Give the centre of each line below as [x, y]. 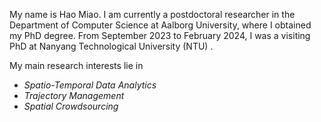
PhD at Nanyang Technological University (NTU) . [111, 46]
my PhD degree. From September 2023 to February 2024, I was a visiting [160, 35]
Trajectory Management [74, 95]
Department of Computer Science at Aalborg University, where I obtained [160, 25]
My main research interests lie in [76, 65]
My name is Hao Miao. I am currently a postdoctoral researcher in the [152, 14]
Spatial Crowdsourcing [71, 106]
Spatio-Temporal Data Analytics [90, 85]
